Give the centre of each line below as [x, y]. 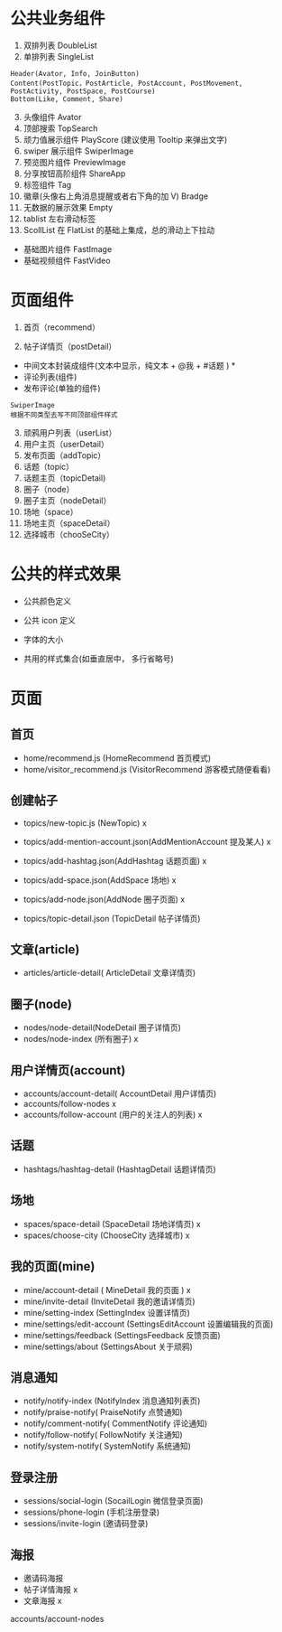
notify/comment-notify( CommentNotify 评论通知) [115, 1423]
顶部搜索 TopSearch [60, 128]
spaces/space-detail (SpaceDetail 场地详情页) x [112, 1224]
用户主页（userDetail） [66, 444]
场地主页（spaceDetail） [69, 523]
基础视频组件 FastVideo [67, 260]
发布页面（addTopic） [64, 455]
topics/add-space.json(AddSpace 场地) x [100, 880]
